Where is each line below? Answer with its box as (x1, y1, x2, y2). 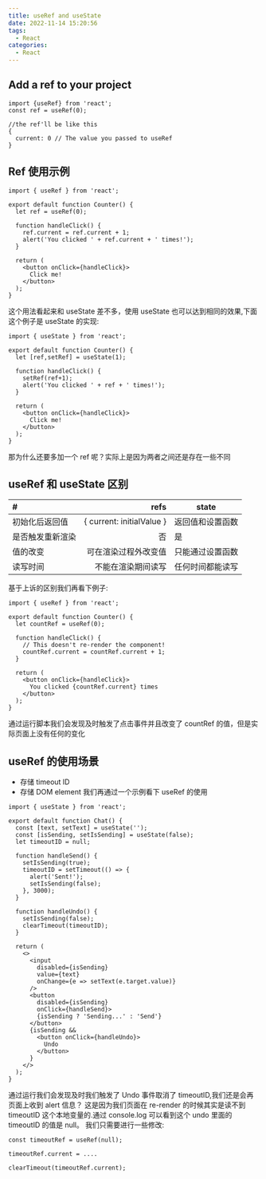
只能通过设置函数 (174, 546, 239, 558)
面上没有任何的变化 (22, 729, 85, 739)
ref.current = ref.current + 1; (22, 228, 130, 236)
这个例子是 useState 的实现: (8, 316, 100, 325)
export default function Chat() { (8, 817, 123, 826)
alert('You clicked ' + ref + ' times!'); (22, 381, 166, 389)
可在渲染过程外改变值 (86, 546, 167, 558)
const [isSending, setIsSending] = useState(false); (15, 831, 194, 839)
